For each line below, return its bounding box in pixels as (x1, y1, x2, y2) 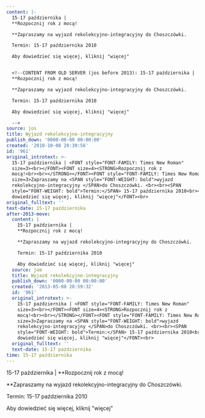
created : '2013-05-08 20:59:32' (12, 284, 95, 290)
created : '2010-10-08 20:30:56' (6, 143, 88, 149)
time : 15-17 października (6, 352, 72, 358)
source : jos (6, 125, 37, 132)
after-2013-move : (6, 211, 51, 217)
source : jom (12, 267, 43, 273)
